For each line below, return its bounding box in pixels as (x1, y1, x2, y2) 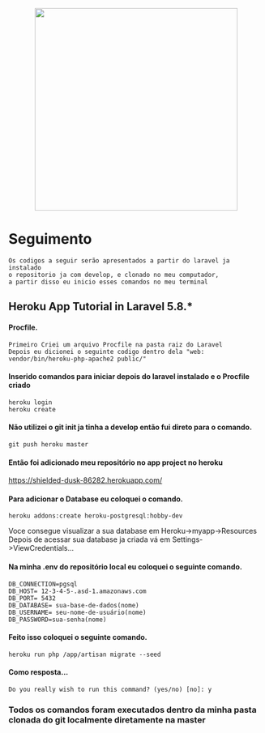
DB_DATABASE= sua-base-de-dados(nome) (8, 601, 139, 609)
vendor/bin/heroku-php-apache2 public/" (8, 355, 147, 363)
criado (8, 381, 31, 390)
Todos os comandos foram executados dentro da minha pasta (8, 704, 257, 715)
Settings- (172, 535, 203, 544)
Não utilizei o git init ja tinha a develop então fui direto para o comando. (8, 422, 253, 433)
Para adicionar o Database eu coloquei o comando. (8, 494, 184, 504)
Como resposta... (8, 667, 69, 677)
